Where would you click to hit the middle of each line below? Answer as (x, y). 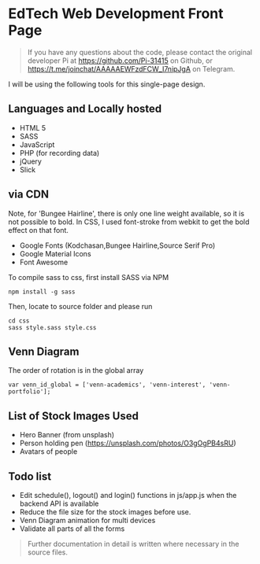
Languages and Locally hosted (85, 109)
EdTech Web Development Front (116, 14)
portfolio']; (30, 392)
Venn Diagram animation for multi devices (87, 520)
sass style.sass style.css (52, 327)
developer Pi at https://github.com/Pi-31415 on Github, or (120, 61)
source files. (48, 552)
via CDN (29, 195)
